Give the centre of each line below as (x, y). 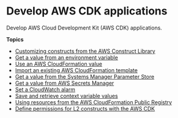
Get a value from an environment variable (66, 57)
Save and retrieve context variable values (66, 96)
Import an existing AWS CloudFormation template (76, 70)
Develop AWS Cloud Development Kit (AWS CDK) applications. (84, 28)
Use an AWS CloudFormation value (59, 64)
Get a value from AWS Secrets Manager (65, 83)
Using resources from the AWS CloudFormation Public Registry (93, 102)
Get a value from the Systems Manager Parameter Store (85, 76)
